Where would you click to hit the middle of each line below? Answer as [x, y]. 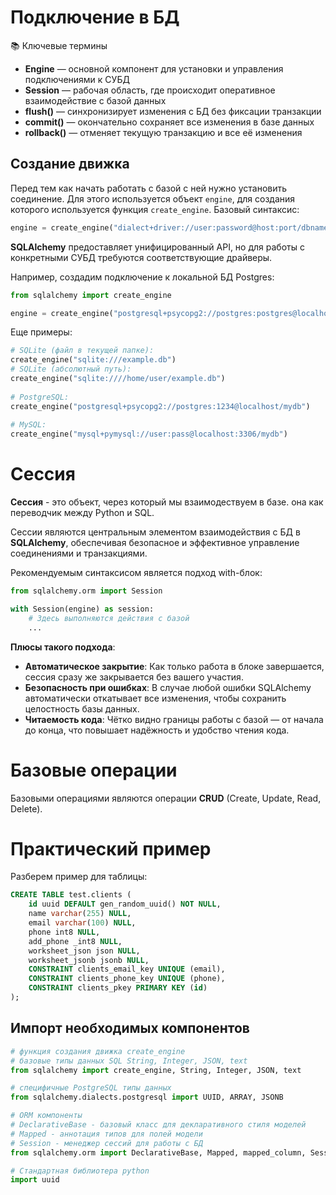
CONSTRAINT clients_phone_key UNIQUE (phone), [127, 979]
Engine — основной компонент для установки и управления [154, 68]
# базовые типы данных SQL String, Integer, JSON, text [129, 1061]
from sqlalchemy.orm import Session [86, 591]
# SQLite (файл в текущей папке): [82, 351]
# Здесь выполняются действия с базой [109, 618]
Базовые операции [94, 770]
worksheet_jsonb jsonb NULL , [89, 960]
